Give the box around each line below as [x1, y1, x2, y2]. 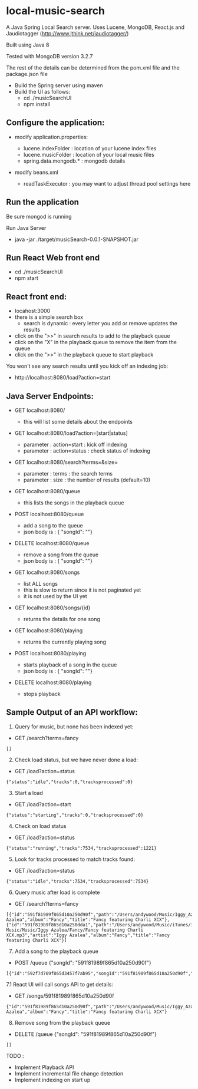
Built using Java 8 [6, 41, 49, 48]
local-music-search [6, 4, 105, 18]
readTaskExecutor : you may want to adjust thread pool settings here [23, 180, 191, 187]
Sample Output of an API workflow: [6, 707, 138, 717]
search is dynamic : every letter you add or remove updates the [23, 320, 178, 327]
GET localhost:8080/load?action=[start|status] [14, 430, 128, 437]
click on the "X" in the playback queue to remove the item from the [14, 339, 177, 346]
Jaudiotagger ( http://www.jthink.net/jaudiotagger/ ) [6, 29, 129, 37]
